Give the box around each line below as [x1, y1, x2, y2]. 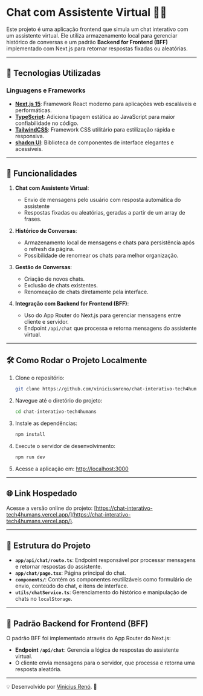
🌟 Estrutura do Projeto [6, 540, 91, 550]
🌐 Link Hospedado [6, 488, 77, 499]
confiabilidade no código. [14, 119, 79, 127]
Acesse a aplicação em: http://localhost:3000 [14, 465, 129, 472]
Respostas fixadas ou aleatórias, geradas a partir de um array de [24, 209, 185, 216]
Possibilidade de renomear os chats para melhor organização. [24, 252, 179, 259]
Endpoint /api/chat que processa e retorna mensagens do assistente [24, 324, 197, 332]
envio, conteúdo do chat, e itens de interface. [14, 582, 129, 590]
